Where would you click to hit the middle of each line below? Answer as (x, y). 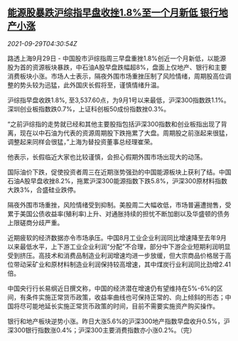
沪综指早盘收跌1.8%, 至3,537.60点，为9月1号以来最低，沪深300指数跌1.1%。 (119, 100)
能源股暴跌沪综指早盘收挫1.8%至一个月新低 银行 (113, 13)
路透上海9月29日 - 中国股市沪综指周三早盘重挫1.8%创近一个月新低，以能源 (117, 58)
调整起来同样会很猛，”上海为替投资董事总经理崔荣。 (82, 141)
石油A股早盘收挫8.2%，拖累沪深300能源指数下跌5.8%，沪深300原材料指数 (118, 180)
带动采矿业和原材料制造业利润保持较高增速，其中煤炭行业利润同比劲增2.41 (122, 264)
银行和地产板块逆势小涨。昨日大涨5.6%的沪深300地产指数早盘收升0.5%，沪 (119, 321)
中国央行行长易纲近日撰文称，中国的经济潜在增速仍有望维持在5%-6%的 (112, 288)
